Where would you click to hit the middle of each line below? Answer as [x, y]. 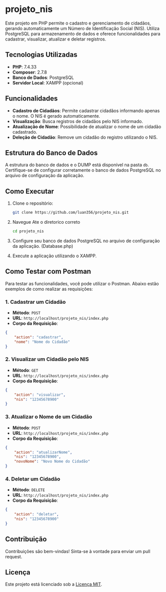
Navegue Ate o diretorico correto [46, 222]
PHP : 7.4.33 [24, 67]
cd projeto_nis [28, 231]
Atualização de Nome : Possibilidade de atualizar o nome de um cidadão [87, 127]
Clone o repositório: [33, 203]
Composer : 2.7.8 [30, 72]
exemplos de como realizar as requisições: [49, 289]
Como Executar [30, 191]
